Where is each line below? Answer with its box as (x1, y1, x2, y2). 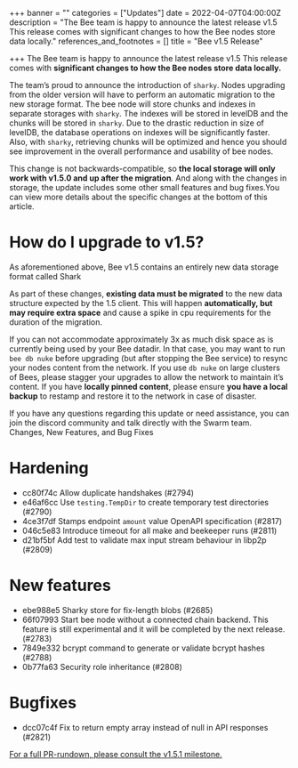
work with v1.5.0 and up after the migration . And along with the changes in (9, 173, 287, 183)
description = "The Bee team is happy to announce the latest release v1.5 (9, 17, 278, 28)
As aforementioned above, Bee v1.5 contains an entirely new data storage (9, 262, 279, 272)
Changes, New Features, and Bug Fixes (9, 426, 154, 437)
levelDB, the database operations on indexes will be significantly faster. (9, 127, 270, 137)
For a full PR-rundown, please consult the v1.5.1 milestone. (9, 748, 222, 759)
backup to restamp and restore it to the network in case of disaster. (9, 391, 257, 401)
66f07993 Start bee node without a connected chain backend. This (21, 614, 269, 625)
